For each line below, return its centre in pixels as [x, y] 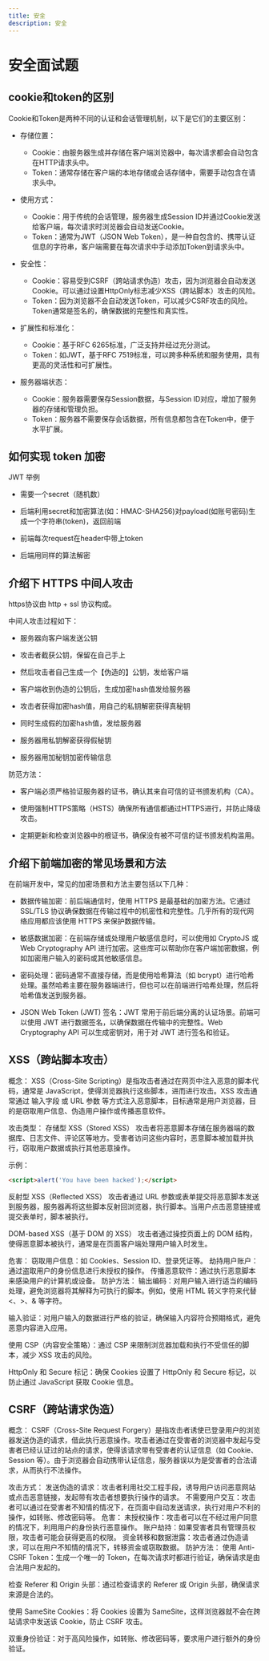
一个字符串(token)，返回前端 [74, 521]
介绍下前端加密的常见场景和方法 [87, 863]
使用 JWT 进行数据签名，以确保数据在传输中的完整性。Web [125, 1022]
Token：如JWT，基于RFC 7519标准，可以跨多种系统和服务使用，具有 [146, 354]
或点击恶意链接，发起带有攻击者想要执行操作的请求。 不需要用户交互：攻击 [132, 1497]
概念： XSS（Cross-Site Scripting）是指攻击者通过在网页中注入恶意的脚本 [130, 1081]
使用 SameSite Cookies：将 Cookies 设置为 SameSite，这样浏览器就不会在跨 [134, 1611]
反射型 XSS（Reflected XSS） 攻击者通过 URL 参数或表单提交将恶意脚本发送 [134, 1196]
